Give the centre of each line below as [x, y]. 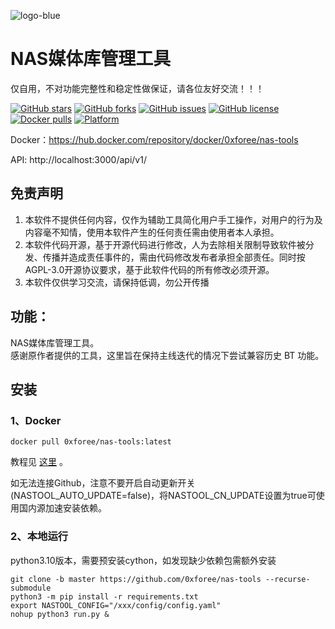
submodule [31, 588]
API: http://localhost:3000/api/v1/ [78, 159]
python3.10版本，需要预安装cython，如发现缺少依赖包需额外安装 [143, 560]
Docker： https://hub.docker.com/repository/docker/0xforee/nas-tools [154, 139]
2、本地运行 [39, 537]
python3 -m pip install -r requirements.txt [104, 596]
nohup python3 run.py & [60, 614]
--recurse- [288, 579]
